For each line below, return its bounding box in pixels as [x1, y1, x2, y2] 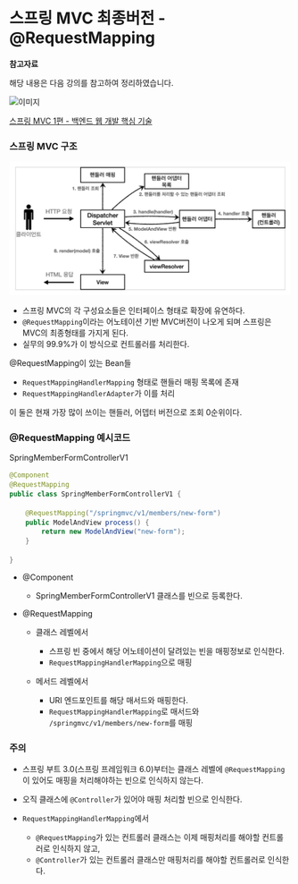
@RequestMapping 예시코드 [9, 431, 131, 444]
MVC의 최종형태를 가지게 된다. [21, 327, 129, 338]
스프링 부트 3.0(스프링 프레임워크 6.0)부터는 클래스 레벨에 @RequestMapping [21, 764, 286, 775]
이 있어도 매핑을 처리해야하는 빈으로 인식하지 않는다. [21, 775, 203, 786]
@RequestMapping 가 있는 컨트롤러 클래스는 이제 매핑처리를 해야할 [35, 832, 261, 843]
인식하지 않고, [52, 843, 101, 854]
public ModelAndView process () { [25, 518, 150, 527]
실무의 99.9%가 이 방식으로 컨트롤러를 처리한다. [21, 338, 190, 349]
